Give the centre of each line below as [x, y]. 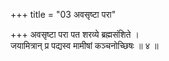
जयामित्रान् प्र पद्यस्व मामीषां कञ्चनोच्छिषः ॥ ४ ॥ [84, 45]
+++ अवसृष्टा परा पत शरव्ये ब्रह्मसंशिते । [75, 34]
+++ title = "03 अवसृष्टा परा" [63, 14]
